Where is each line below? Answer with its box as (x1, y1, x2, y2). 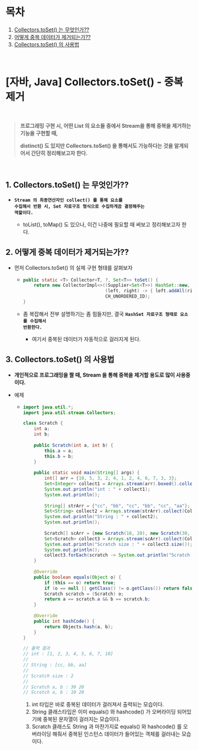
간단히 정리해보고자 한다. (31, 149, 88, 157)
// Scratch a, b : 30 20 (22, 684, 85, 690)
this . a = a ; (44, 448, 74, 454)
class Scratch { (22, 421, 63, 426)
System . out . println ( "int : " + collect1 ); (44, 486, 151, 492)
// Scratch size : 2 (22, 673, 74, 679)
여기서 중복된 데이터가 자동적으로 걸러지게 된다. (31, 335, 141, 342)
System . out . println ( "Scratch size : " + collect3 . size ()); (44, 541, 193, 547)
